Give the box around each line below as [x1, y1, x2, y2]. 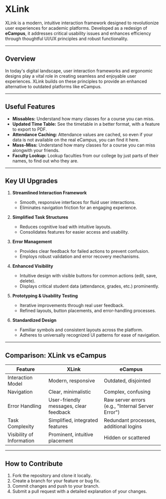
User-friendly [48, 397, 81, 403]
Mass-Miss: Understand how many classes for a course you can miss [12, 142, 156, 148]
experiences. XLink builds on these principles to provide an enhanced [5, 78, 147, 84]
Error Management [12, 239, 52, 245]
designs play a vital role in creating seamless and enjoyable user [5, 73, 136, 79]
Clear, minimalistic [48, 389, 91, 396]
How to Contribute [5, 459, 63, 468]
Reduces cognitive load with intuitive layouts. [19, 224, 112, 230]
